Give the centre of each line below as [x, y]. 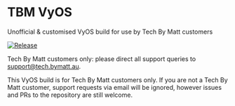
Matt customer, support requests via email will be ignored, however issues [115, 87]
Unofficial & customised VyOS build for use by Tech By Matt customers [110, 32]
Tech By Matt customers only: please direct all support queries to [102, 59]
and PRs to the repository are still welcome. [70, 95]
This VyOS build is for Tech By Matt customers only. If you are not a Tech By [117, 80]
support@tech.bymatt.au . [44, 66]
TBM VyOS [40, 12]
